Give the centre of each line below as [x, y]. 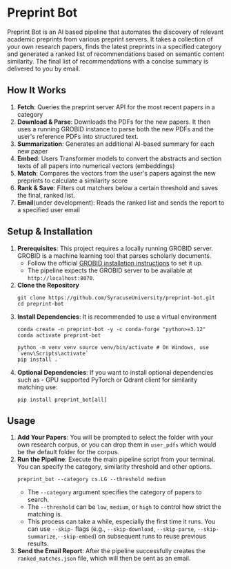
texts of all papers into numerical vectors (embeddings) [96, 166]
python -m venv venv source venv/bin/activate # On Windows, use [113, 347]
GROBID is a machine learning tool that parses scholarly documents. [114, 255]
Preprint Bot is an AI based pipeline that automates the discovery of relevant [115, 32]
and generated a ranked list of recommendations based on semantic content [116, 54]
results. [38, 543]
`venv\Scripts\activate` [53, 353]
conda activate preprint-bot [59, 335]
